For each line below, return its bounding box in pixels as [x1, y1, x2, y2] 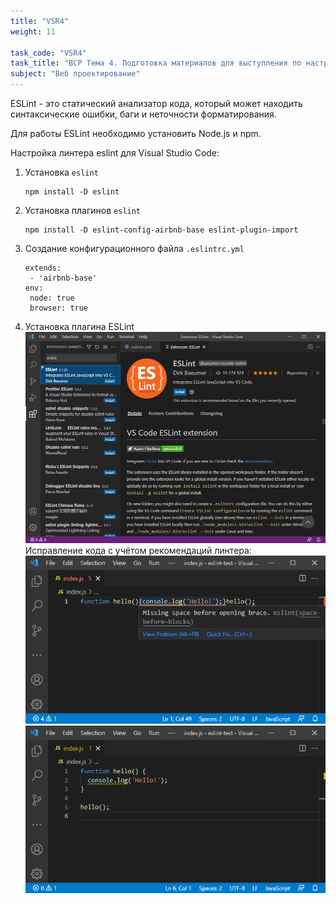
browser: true [29, 303, 89, 313]
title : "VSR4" [10, 16, 70, 26]
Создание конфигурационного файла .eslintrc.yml [24, 243, 245, 254]
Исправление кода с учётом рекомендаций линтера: [24, 544, 252, 556]
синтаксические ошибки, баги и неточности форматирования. [10, 108, 277, 120]
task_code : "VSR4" [10, 48, 87, 58]
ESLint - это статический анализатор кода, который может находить [10, 98, 303, 109]
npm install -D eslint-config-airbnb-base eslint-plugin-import [24, 225, 299, 235]
